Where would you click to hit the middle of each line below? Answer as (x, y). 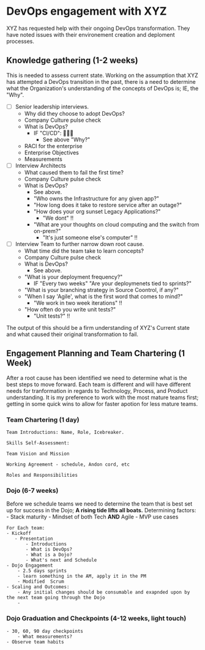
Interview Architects (40, 165)
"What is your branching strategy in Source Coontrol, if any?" (102, 290)
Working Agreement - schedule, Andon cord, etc (68, 465)
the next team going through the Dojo (56, 598)
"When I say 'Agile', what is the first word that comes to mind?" (104, 296)
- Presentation (34, 539)
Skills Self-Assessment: (38, 443)
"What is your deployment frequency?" (73, 277)
